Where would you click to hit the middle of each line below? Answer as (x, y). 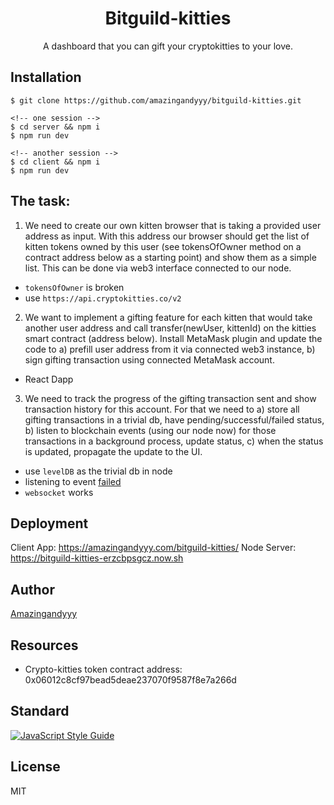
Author (32, 589)
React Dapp (49, 379)
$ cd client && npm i (55, 162)
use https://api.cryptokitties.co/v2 (103, 298)
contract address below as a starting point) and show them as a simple (170, 257)
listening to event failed (73, 481)
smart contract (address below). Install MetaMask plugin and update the (173, 338)
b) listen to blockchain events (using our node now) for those (150, 430)
